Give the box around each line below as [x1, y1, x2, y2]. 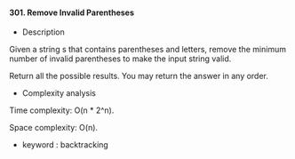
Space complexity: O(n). [9, 123, 99, 133]
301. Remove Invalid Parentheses [9, 7, 135, 18]
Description [21, 27, 65, 37]
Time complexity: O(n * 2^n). [9, 105, 115, 115]
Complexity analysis [21, 88, 96, 99]
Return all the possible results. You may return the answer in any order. [9, 71, 269, 82]
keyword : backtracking [21, 139, 108, 150]
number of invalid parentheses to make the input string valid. [9, 53, 232, 64]
